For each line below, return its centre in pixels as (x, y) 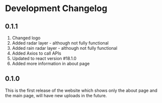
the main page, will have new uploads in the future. (56, 95)
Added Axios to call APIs (37, 53)
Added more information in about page (51, 64)
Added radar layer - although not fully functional (60, 43)
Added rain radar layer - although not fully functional (65, 48)
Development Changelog (56, 8)
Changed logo (26, 38)
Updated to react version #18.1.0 (44, 58)
